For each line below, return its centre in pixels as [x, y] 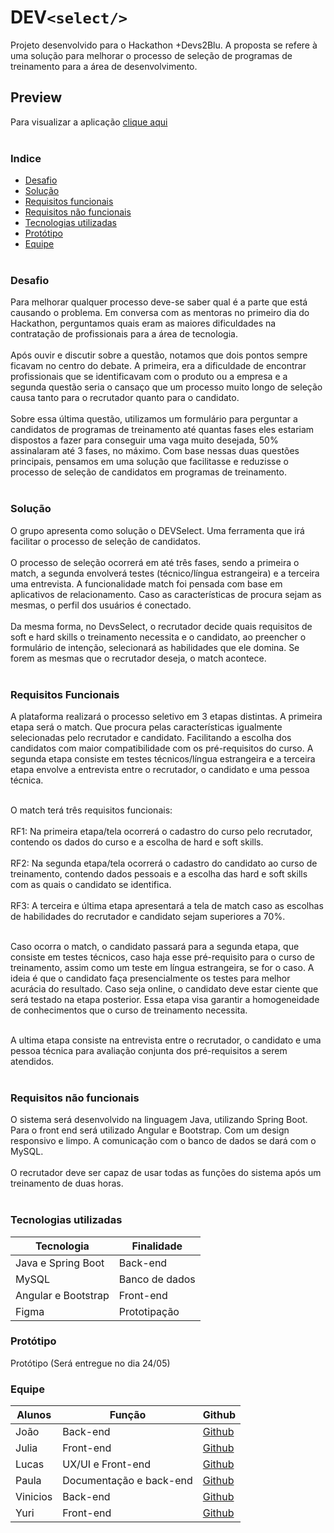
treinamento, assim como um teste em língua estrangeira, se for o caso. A [162, 967]
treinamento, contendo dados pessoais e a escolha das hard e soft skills [159, 873]
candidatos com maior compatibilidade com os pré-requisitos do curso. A [162, 748]
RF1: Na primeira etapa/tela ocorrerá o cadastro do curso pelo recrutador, [161, 831]
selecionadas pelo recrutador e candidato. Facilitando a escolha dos [151, 737]
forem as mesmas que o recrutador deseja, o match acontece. [138, 658]
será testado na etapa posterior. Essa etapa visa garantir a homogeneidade [165, 999]
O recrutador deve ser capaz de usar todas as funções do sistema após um [166, 1173]
